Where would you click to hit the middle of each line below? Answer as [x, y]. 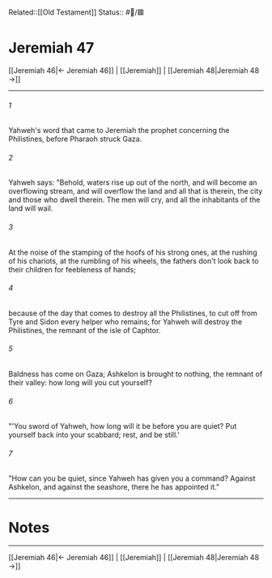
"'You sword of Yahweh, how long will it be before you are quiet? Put [123, 426]
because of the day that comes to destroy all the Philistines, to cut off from [133, 313]
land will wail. [31, 208]
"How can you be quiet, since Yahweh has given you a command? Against [132, 478]
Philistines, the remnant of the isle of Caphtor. [85, 330]
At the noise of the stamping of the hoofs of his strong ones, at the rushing [133, 252]
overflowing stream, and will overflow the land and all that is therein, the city [136, 191]
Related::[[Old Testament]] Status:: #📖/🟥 [76, 12]
